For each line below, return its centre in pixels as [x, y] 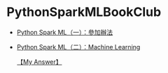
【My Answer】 [39, 62]
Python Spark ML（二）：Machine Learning [78, 47]
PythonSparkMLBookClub [84, 12]
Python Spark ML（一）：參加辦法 [65, 32]
